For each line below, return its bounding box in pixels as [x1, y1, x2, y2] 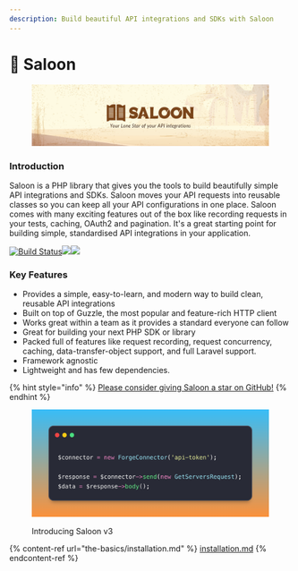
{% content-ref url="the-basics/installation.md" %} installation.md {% [9, 542, 267, 554]
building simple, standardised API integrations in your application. [9, 228, 251, 238]
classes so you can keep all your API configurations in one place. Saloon [9, 200, 277, 209]
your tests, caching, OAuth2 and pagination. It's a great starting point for [9, 218, 277, 228]
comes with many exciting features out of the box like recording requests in [9, 209, 288, 219]
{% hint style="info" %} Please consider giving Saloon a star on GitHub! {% [9, 382, 287, 393]
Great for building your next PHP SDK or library [21, 327, 196, 337]
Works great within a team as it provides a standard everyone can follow [21, 318, 289, 328]
